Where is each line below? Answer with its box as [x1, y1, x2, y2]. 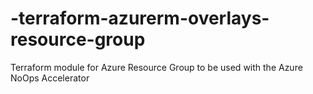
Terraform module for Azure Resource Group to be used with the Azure [10, 61, 303, 73]
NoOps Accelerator [10, 72, 90, 84]
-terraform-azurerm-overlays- [10, 7, 270, 30]
